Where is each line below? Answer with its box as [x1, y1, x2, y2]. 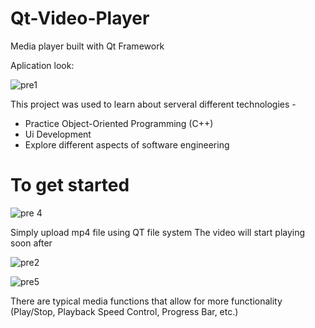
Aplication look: [10, 59, 75, 71]
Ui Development [24, 128, 92, 140]
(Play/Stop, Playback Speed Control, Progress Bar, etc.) [10, 305, 239, 317]
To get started [10, 174, 130, 197]
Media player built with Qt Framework [10, 40, 165, 52]
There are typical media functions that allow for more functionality [10, 295, 283, 307]
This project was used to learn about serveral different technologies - [10, 98, 297, 110]
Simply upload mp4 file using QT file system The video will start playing [10, 226, 306, 238]
